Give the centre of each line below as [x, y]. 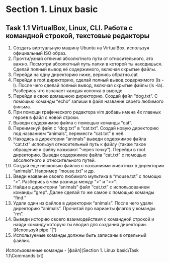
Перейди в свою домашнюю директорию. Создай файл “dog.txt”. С [85, 96]
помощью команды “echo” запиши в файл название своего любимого [88, 101]
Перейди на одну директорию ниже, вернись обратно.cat [75, 75]
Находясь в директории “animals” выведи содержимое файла [79, 139]
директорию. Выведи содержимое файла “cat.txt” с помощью [80, 155]
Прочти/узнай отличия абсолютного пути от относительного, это [83, 58]
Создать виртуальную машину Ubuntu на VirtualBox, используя [81, 48]
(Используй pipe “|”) [35, 230]
